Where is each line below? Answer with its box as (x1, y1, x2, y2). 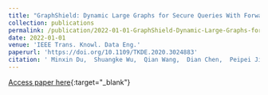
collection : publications (8, 19, 94, 27)
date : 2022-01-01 (8, 33, 66, 42)
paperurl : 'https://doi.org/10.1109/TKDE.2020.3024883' (8, 48, 198, 56)
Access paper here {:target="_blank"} (8, 77, 131, 87)
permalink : (8, 26, 45, 34)
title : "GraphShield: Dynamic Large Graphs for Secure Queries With (8, 11, 241, 20)
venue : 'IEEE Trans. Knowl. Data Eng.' (8, 41, 141, 49)
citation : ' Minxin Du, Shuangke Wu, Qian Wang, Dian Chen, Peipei (8, 56, 251, 64)
